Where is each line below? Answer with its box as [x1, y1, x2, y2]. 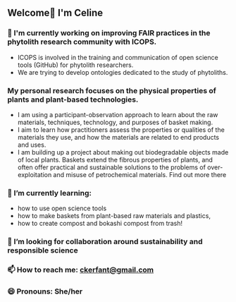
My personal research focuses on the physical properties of [7, 85, 217, 95]
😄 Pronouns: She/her [7, 286, 83, 296]
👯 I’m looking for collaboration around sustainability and [7, 237, 203, 247]
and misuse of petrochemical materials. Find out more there [53, 170, 227, 179]
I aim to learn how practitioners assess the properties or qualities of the [17, 125, 225, 134]
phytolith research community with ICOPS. [7, 37, 157, 47]
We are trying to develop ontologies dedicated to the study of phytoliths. [17, 68, 228, 76]
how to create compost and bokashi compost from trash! [17, 219, 183, 228]
